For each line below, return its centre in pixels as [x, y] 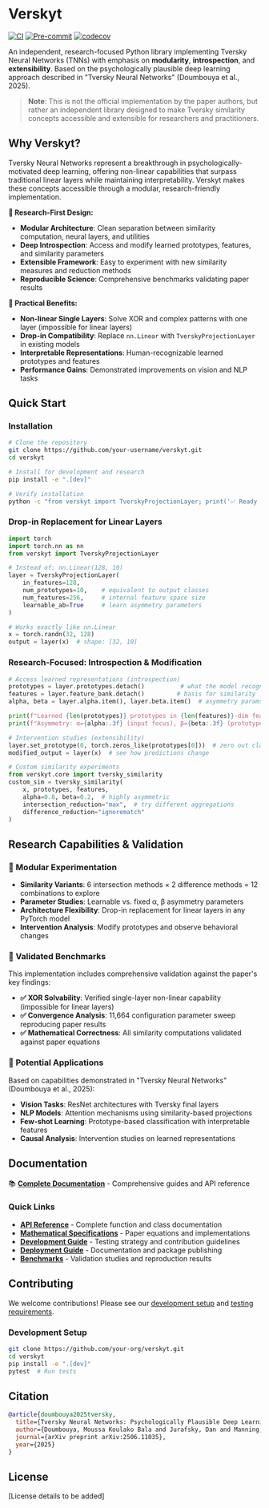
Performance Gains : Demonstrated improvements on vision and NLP [134, 369]
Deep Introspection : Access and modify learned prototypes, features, [135, 244]
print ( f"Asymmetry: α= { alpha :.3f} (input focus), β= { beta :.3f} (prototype [136, 723]
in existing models [50, 344]
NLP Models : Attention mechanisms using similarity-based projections [136, 1113]
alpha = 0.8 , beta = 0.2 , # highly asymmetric [96, 797]
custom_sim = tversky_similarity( [66, 782]
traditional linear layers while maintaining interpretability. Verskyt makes [127, 179]
